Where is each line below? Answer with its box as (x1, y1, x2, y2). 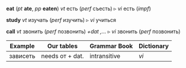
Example (9, 42, 35, 50)
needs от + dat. (41, 52, 84, 60)
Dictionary (138, 42, 169, 50)
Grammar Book (89, 42, 133, 50)
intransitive (89, 52, 120, 60)
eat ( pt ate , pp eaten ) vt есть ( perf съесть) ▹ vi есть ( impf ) (6, 5, 151, 12)
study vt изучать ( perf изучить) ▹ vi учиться (6, 17, 117, 23)
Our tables (47, 42, 78, 50)
